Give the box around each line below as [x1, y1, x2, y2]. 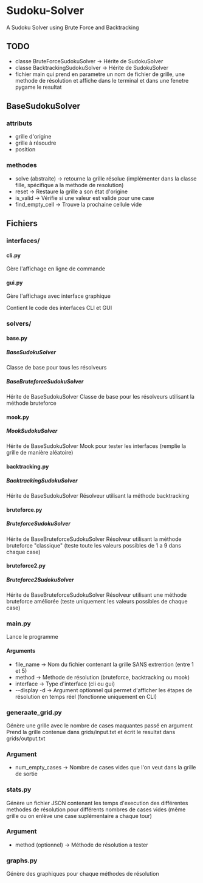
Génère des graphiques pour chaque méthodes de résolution [6, 870, 159, 878]
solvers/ [6, 320, 32, 328]
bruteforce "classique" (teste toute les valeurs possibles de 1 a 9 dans [6, 541, 181, 549]
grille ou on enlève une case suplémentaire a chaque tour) [6, 812, 152, 819]
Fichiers [6, 218, 38, 228]
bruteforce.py [6, 506, 43, 514]
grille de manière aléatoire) [6, 449, 74, 456]
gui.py [6, 279, 23, 286]
